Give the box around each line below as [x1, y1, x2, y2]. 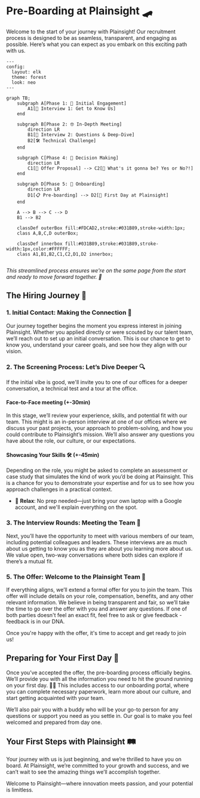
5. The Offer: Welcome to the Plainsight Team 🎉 [6, 572, 146, 581]
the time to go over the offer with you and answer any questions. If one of [6, 605, 187, 612]
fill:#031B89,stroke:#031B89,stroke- [64, 241, 159, 247]
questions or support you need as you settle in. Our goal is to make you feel [6, 712, 192, 719]
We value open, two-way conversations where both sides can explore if [6, 551, 183, 558]
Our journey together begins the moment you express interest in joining [6, 322, 182, 329]
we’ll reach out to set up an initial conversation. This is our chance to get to [6, 334, 191, 342]
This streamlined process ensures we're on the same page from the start [6, 266, 186, 274]
